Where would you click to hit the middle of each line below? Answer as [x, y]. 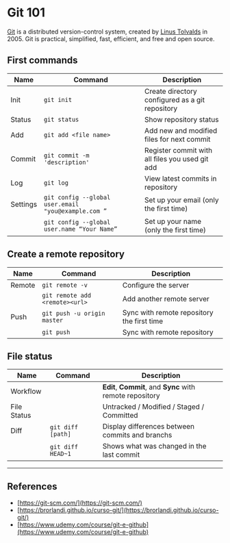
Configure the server [156, 285]
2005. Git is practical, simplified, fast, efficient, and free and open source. [111, 38]
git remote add [66, 295]
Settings [24, 204]
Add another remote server [166, 299]
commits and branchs [137, 435]
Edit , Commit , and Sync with [149, 387]
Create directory [171, 91]
